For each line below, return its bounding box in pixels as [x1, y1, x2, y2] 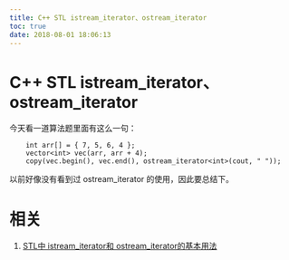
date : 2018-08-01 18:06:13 [9, 30, 111, 39]
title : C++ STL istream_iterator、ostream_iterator [9, 13, 207, 23]
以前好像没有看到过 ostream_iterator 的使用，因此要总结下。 [9, 174, 234, 185]
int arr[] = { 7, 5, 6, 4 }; [25, 141, 136, 150]
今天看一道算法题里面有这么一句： [9, 123, 137, 134]
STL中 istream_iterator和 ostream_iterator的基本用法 [22, 241, 217, 252]
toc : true [9, 22, 47, 31]
